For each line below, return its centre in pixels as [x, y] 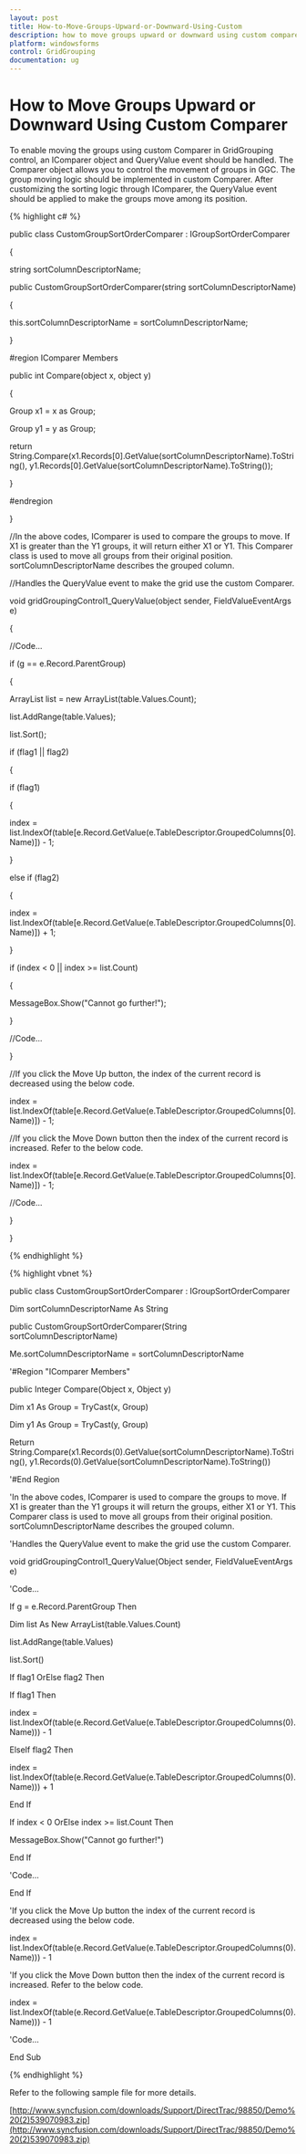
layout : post [34, 18]
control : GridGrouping [52, 52]
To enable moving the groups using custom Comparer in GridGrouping [142, 150]
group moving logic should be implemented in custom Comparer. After [142, 179]
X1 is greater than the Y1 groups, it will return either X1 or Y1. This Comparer [151, 546]
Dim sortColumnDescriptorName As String [89, 1308]
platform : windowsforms [55, 43]
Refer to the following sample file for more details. [103, 2092]
